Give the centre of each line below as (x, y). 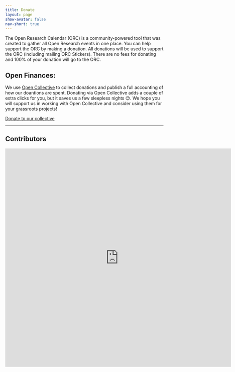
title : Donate (20, 10)
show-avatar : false (26, 19)
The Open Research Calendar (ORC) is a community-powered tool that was (83, 38)
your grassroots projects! (31, 109)
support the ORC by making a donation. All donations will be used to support (84, 49)
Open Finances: (30, 75)
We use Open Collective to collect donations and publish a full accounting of (84, 87)
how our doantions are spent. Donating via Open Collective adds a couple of (84, 93)
